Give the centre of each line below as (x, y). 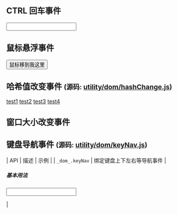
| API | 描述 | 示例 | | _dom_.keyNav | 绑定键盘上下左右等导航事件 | (86, 160)
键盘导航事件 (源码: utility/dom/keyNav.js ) (77, 145)
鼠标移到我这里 (27, 65)
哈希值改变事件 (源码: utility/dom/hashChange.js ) (89, 87)
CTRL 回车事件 (34, 11)
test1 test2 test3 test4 (33, 101)
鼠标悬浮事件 (30, 48)
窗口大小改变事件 (38, 122)
